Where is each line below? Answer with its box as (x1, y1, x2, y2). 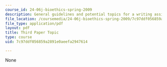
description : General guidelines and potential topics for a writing (5, 12, 153, 17)
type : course (5, 35, 32, 40)
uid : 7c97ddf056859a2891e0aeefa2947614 (5, 39, 88, 44)
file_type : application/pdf (5, 21, 64, 26)
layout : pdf (5, 26, 30, 31)
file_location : (5, 16, 37, 21)
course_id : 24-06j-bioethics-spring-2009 (5, 7, 92, 12)
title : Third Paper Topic (5, 30, 59, 35)
